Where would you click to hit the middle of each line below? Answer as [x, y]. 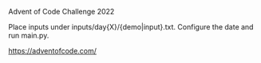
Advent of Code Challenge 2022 [61, 12]
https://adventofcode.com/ [53, 51]
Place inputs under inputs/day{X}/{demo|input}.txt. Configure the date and [131, 27]
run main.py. [29, 35]
